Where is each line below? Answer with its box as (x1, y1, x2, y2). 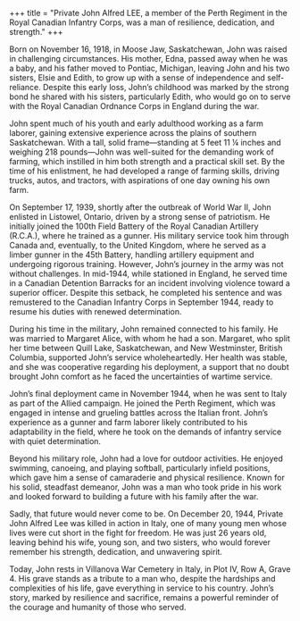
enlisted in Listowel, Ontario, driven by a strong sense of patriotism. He (9, 212, 271, 222)
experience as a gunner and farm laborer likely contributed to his (9, 417, 248, 427)
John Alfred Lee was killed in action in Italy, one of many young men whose (9, 518, 287, 528)
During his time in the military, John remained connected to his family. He (9, 323, 279, 334)
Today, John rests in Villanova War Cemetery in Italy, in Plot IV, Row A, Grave (9, 564, 291, 575)
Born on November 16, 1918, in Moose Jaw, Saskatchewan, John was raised (9, 44, 287, 55)
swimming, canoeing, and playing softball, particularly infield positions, (9, 463, 271, 473)
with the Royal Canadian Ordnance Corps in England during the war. (9, 101, 260, 111)
